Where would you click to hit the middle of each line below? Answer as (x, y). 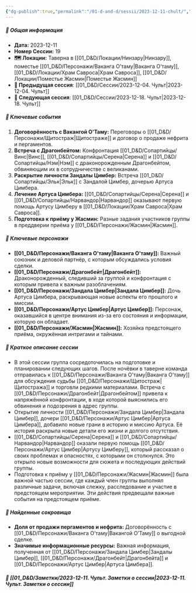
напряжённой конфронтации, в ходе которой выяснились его (91, 399)
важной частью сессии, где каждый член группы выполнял (89, 480)
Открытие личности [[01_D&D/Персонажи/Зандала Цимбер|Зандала (99, 412)
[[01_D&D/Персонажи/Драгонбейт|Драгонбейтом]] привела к (91, 393)
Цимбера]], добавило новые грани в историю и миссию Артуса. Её (98, 424)
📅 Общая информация (34, 30)
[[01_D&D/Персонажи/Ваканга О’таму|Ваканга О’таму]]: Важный (97, 253)
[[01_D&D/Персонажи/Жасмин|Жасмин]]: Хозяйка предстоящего (97, 328)
